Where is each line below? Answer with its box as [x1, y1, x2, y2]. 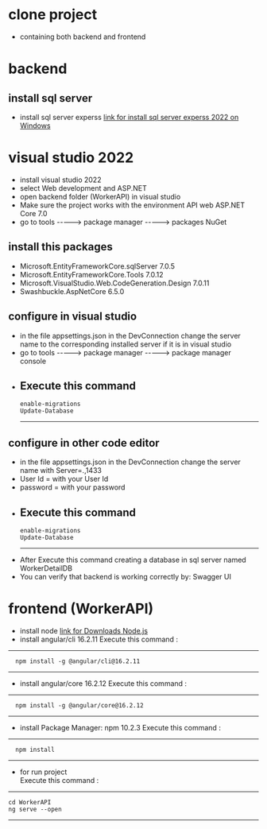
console [19, 356, 46, 366]
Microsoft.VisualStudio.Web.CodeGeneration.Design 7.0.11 [19, 278, 210, 288]
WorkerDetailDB [19, 563, 73, 573]
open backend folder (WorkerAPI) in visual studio [19, 192, 181, 201]
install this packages [8, 240, 114, 254]
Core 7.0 [19, 208, 48, 218]
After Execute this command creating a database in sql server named [19, 555, 246, 564]
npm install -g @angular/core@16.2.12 [15, 701, 145, 709]
